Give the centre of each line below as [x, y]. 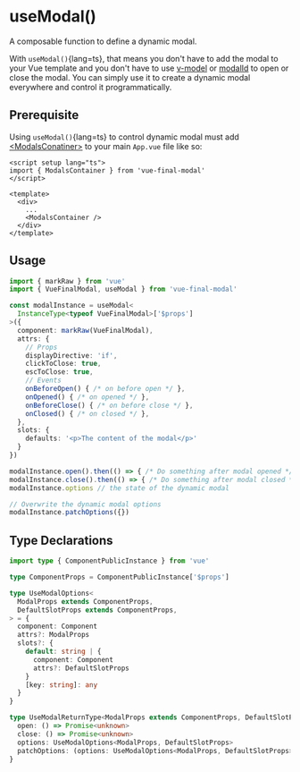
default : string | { [63, 651]
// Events [44, 381]
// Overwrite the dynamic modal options [86, 504]
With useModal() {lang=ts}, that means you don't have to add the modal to [144, 58]
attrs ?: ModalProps [54, 635]
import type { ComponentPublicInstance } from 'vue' [109, 561]
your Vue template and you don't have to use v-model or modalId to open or [149, 68]
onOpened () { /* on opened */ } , [87, 397]
